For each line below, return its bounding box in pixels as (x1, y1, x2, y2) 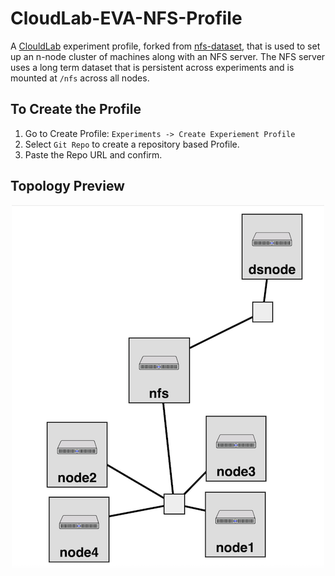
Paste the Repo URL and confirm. (24, 148, 163, 161)
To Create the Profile (10, 101, 142, 118)
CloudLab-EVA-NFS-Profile (10, 7, 243, 30)
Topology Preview (10, 178, 125, 195)
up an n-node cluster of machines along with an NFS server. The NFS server (10, 50, 326, 62)
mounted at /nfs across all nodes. (10, 72, 150, 84)
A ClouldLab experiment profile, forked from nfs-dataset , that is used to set (10, 40, 321, 52)
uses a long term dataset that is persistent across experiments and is (10, 61, 295, 73)
